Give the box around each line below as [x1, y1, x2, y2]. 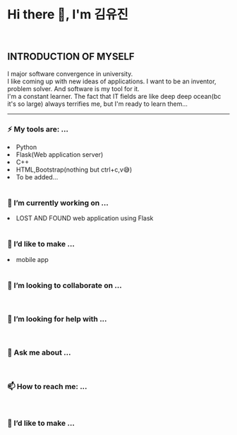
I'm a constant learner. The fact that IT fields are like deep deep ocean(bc [7, 92, 221, 100]
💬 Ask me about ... [7, 347, 71, 357]
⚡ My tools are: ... [7, 124, 69, 134]
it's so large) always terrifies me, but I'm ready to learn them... [7, 100, 188, 108]
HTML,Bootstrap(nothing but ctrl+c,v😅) [16, 165, 133, 174]
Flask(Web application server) [16, 150, 104, 159]
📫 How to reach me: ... [7, 382, 87, 392]
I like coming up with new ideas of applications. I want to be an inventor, [7, 77, 217, 85]
